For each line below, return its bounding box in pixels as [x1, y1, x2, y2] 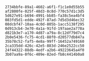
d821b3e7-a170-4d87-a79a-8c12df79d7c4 [4, 30, 85, 35]
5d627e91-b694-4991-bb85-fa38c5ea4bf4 [4, 13, 85, 18]
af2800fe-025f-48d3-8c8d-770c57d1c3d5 [4, 9, 85, 14]
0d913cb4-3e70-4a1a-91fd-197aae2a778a [4, 26, 85, 31]
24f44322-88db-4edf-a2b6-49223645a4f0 [4, 48, 85, 53]
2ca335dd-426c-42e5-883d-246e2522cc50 [4, 43, 85, 48]
